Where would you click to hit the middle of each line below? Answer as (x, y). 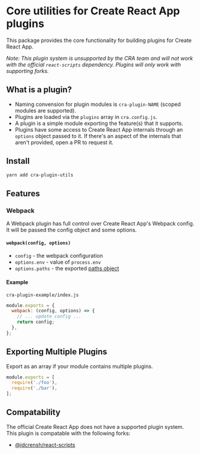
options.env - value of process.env (58, 262)
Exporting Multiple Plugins (57, 352)
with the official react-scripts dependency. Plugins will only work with (94, 65)
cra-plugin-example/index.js (43, 295)
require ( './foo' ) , (35, 383)
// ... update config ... (49, 316)
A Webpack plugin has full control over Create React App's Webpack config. (100, 224)
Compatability (34, 412)
